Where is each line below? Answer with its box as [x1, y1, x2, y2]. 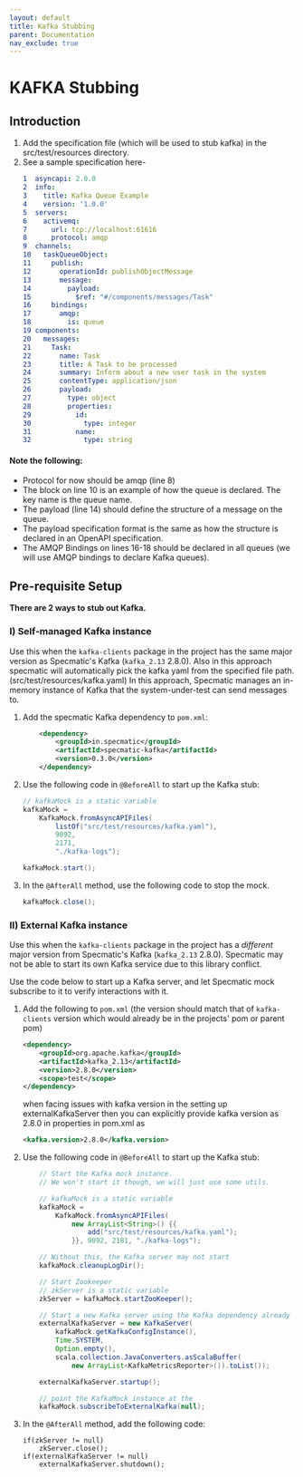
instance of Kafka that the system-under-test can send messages [42, 684, 288, 695]
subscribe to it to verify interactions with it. [9, 986, 169, 997]
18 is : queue [22, 318, 104, 327]
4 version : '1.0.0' [22, 199, 109, 208]
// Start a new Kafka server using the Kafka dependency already [39, 1310, 291, 1319]
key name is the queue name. [22, 495, 133, 506]
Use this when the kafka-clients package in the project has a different [9, 940, 273, 951]
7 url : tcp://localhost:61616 [22, 225, 157, 234]
